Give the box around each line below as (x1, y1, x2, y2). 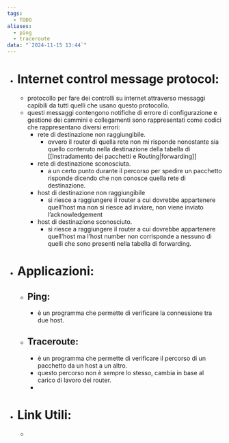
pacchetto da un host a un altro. (37, 361, 128, 370)
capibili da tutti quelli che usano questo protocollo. (27, 101, 170, 110)
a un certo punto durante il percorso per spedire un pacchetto (47, 166, 222, 175)
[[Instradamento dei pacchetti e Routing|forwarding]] (47, 152, 197, 160)
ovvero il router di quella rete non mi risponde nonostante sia (47, 138, 219, 146)
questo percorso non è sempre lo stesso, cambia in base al (37, 368, 204, 377)
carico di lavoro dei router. (37, 376, 111, 384)
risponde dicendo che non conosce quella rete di (47, 174, 186, 182)
